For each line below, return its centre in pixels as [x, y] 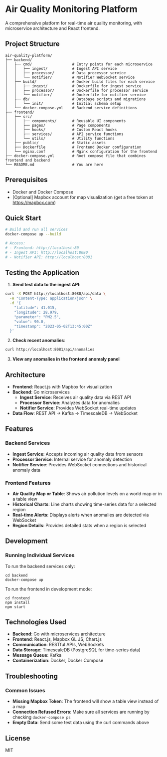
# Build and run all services [37, 230]
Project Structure [32, 44]
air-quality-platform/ [29, 55]
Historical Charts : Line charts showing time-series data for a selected [84, 504]
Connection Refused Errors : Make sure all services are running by [81, 712]
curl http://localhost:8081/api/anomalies [50, 350]
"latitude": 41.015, [35, 308]
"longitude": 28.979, [36, 312]
